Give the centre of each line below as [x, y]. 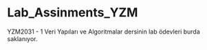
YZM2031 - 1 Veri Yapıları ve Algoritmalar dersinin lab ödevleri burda [104, 32]
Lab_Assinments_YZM [73, 13]
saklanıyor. [22, 38]
